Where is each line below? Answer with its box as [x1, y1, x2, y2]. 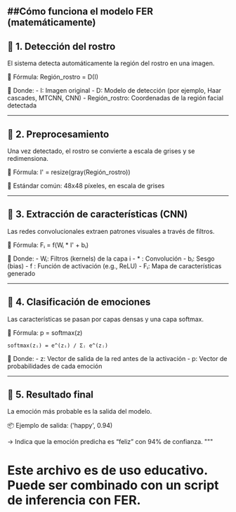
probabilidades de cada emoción [7, 362, 103, 370]
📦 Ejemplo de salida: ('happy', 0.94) [7, 421, 113, 430]
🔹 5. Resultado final [7, 389, 93, 401]
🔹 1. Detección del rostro [7, 40, 116, 52]
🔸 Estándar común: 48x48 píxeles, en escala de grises [7, 182, 165, 190]
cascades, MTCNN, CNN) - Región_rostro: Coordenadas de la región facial [7, 94, 223, 103]
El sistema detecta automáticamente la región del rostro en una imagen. [7, 59, 215, 67]
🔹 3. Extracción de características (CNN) [7, 209, 188, 221]
